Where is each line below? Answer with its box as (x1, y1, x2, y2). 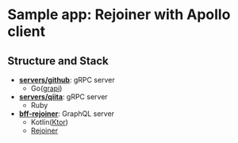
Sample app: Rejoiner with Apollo (7, 6, 231, 24)
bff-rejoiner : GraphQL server (18, 109, 115, 118)
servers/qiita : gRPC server (18, 92, 108, 101)
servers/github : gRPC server (18, 75, 116, 84)
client (7, 22, 46, 41)
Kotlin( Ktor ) (30, 118, 69, 126)
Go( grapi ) (30, 83, 63, 93)
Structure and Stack (7, 54, 109, 68)
